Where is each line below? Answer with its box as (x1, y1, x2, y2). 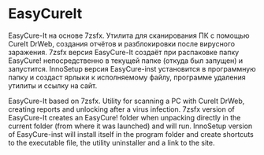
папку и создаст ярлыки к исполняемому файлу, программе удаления (8, 72, 246, 82)
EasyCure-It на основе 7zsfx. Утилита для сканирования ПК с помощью (8, 31, 250, 40)
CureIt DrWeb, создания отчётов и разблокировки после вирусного (8, 39, 235, 48)
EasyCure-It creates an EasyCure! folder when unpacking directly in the (8, 113, 241, 122)
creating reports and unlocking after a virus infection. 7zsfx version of (8, 104, 235, 114)
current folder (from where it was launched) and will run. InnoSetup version (8, 121, 253, 131)
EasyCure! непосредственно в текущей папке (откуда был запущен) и (8, 56, 244, 65)
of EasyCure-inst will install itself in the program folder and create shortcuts (8, 129, 254, 138)
